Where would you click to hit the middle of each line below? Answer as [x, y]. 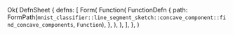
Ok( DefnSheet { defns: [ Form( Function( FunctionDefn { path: [98, 10]
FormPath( [22, 17]
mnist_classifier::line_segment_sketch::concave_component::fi [132, 18]
